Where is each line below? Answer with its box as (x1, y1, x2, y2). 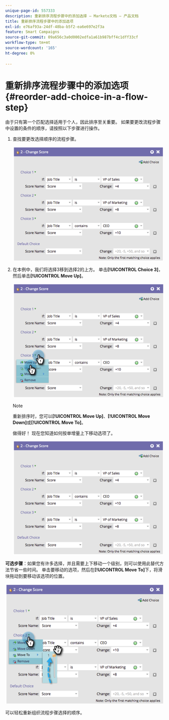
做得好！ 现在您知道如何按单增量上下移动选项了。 (12, 430, 116, 436)
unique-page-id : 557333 (5, 8, 55, 13)
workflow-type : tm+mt (5, 40, 51, 45)
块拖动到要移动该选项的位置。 (5, 573, 67, 579)
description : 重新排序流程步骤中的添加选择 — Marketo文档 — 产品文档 (5, 13, 139, 19)
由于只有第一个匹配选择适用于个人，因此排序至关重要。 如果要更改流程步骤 (5, 119, 161, 125)
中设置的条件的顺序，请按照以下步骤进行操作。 (5, 125, 102, 131)
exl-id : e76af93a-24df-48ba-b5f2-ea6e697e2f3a (5, 24, 105, 29)
